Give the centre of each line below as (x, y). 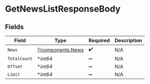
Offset (15, 67)
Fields (15, 27)
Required (99, 41)
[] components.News (60, 50)
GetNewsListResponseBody (63, 9)
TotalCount (20, 59)
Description (128, 41)
